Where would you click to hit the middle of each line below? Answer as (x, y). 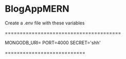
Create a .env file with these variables (45, 23)
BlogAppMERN (37, 9)
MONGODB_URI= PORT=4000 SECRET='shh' (53, 42)
